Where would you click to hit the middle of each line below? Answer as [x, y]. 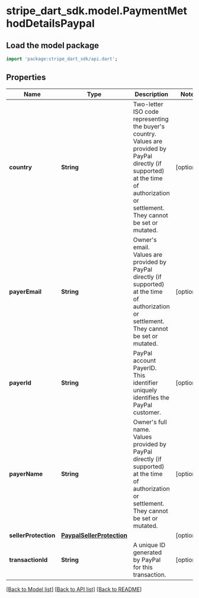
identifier [145, 382]
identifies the [151, 397]
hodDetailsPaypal [50, 23]
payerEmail [25, 292]
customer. [147, 412]
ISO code [146, 111]
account [144, 360]
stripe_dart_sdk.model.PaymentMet [97, 11]
